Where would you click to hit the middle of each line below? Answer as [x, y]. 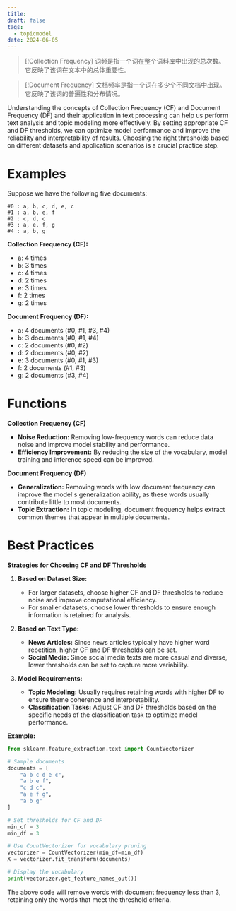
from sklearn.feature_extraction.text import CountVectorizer [101, 749]
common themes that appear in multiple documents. [94, 517]
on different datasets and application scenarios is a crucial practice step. [113, 145]
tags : [15, 27]
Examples [37, 174]
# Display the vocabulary [45, 872]
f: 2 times [31, 296]
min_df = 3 [23, 833]
